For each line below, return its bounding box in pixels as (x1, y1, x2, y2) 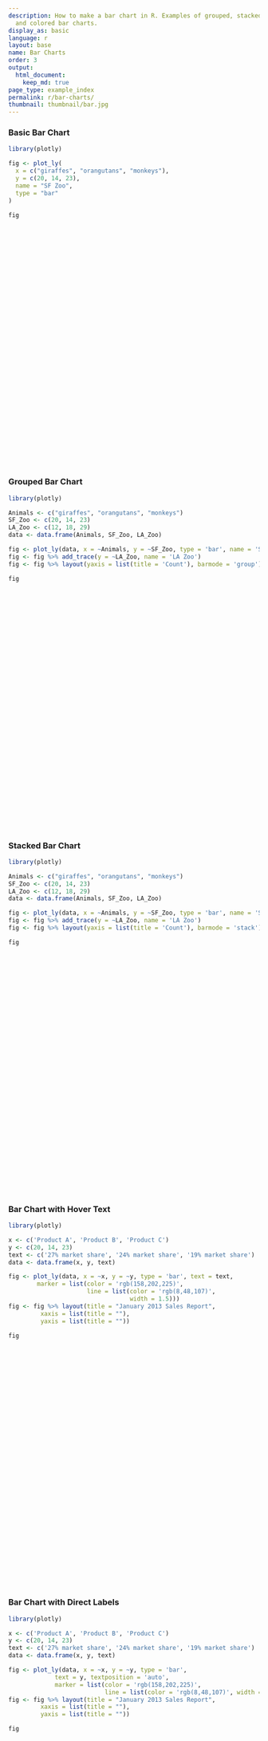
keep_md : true (22, 78, 69, 86)
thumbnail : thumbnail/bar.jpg (8, 101, 109, 109)
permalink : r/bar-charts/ (8, 93, 94, 101)
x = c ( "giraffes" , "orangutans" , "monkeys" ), (15, 167, 170, 176)
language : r (8, 34, 48, 42)
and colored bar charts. (15, 19, 98, 27)
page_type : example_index (8, 85, 94, 94)
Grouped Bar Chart (8, 476, 83, 488)
